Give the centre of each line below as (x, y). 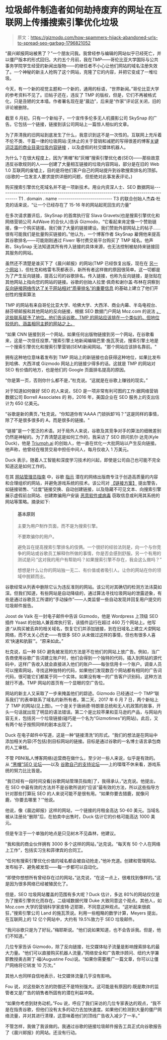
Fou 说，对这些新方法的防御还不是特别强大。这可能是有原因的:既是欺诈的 (80, 987)
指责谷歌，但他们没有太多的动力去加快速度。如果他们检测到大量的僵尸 (85, 1010)
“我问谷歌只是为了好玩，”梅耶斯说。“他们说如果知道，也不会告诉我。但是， (81, 930)
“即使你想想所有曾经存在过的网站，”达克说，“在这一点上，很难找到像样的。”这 (83, 878)
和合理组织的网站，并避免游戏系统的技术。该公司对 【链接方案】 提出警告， (83, 483)
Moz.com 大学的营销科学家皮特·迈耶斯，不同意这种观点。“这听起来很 (76, 907)
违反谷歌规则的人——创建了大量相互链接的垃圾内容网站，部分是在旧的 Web (82, 164)
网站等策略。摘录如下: (28, 501)
